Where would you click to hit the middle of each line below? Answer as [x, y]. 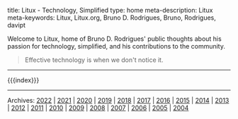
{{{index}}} [23, 80]
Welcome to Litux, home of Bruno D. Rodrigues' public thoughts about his [114, 39]
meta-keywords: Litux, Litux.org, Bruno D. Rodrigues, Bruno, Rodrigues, [112, 18]
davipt [17, 25]
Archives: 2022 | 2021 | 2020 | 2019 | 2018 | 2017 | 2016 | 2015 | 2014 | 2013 [118, 100]
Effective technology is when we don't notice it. [94, 60]
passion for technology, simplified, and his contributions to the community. [116, 46]
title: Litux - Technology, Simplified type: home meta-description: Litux [110, 10]
